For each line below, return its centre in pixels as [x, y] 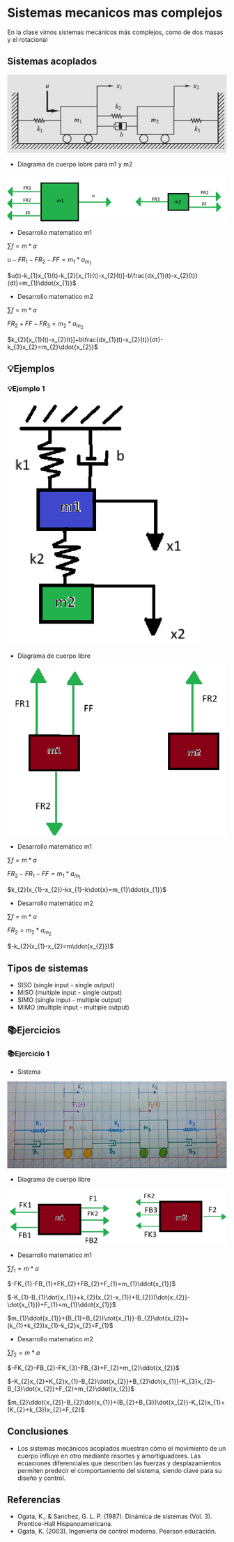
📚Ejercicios [34, 1030]
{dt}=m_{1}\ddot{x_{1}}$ [42, 283]
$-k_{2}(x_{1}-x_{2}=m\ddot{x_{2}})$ [60, 946]
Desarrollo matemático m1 [54, 847]
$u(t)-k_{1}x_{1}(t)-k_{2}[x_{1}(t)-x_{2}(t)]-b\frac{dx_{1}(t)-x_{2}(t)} [103, 275]
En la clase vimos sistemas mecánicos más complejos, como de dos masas [115, 32]
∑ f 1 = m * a [23, 1270]
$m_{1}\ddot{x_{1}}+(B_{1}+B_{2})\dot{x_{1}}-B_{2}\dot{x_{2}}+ [98, 1318]
